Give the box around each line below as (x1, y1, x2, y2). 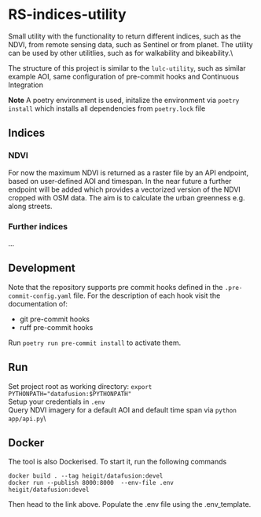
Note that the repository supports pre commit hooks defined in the (8, 282, 223, 291)
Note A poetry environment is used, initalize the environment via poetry (8, 95, 240, 104)
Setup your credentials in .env (8, 397, 105, 406)
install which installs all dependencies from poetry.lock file (8, 104, 206, 113)
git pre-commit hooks (19, 314, 90, 324)
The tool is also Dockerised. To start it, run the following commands (8, 457, 227, 467)
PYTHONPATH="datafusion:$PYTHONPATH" (8, 390, 132, 398)
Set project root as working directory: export (8, 381, 153, 390)
